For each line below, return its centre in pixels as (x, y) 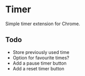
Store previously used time (41, 52)
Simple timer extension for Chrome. (43, 24)
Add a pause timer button (39, 63)
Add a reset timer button (38, 68)
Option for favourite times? (41, 58)
